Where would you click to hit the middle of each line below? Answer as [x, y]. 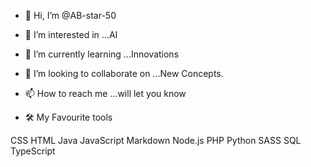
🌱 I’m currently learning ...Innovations [102, 54]
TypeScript [33, 151]
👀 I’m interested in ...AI [71, 34]
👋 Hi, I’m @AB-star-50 [70, 15]
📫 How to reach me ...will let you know [105, 93]
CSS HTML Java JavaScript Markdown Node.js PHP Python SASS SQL [156, 140]
